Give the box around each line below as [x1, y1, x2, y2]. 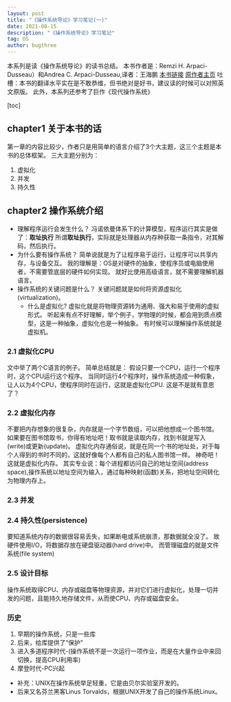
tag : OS [7, 36, 30, 43]
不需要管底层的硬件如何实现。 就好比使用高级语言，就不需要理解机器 [29, 267, 224, 276]
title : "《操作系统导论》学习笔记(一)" [7, 17, 108, 23]
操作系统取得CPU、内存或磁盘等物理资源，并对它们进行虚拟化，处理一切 [7, 585, 213, 593]
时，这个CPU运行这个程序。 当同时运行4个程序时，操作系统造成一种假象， [7, 372, 219, 380]
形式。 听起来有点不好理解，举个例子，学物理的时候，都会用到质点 [27, 310, 217, 318]
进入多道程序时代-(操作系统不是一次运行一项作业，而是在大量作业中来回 [16, 647, 221, 655]
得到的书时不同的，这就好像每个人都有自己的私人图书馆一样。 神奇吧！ [19, 451, 220, 459]
